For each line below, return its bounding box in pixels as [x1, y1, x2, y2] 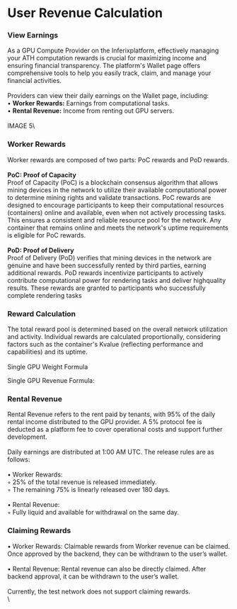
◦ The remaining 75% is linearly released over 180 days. [7, 486, 170, 494]
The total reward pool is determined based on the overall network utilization [7, 325, 228, 334]
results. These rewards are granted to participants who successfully [7, 284, 207, 292]
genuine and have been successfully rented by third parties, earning [7, 261, 207, 269]
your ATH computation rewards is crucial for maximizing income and [7, 54, 207, 62]
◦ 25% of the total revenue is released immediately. [7, 478, 157, 486]
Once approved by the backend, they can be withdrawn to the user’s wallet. [7, 549, 228, 558]
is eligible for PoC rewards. [7, 230, 86, 239]
